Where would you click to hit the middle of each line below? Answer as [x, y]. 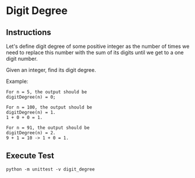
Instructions [29, 32]
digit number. [22, 59]
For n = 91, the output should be [48, 128]
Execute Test [30, 156]
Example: [17, 81]
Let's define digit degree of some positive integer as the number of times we [98, 46]
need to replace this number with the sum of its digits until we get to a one [95, 53]
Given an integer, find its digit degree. [51, 70]
